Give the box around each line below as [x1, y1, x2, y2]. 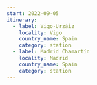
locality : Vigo [19, 29, 63, 36]
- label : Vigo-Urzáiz [12, 23, 75, 29]
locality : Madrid [19, 55, 69, 62]
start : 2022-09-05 [6, 10, 59, 17]
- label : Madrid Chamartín [12, 49, 90, 56]
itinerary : [6, 16, 38, 23]
